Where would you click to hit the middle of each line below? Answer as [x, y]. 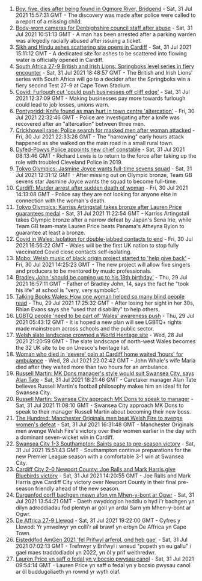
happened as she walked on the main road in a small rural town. [94, 143]
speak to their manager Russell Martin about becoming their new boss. [103, 412]
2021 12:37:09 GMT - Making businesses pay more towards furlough [100, 98]
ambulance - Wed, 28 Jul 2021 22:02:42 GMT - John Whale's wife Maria [106, 360]
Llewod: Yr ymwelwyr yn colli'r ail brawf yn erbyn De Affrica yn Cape [101, 527]
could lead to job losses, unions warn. [63, 104]
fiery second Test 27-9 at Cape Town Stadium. [73, 85]
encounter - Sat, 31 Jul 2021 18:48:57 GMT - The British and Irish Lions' [104, 73]
